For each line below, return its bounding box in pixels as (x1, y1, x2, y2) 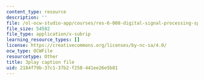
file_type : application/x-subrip (6, 31, 91, 37)
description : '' (6, 14, 47, 20)
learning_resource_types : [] (6, 37, 80, 43)
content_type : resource (6, 8, 67, 15)
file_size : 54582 (6, 25, 50, 32)
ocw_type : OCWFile (6, 48, 53, 54)
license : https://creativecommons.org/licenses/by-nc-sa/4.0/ (6, 43, 167, 49)
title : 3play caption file (6, 59, 75, 65)
